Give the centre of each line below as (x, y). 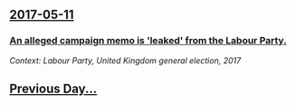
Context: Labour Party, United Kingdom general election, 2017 (125, 60)
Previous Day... (53, 89)
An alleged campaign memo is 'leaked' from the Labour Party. (148, 41)
